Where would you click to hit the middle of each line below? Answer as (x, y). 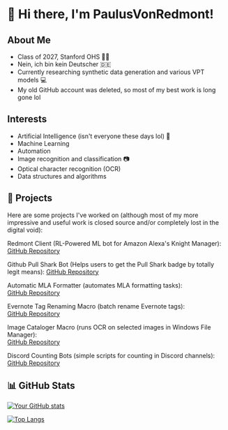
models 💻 (32, 80)
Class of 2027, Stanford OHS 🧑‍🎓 (63, 57)
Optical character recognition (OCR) (69, 169)
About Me (29, 40)
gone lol (29, 97)
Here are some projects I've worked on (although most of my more (103, 215)
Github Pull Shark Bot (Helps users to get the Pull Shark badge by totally (111, 264)
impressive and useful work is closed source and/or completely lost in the (113, 222)
